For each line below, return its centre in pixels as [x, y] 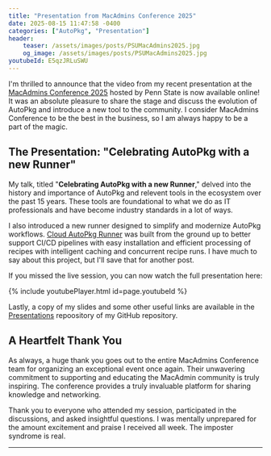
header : [21, 38]
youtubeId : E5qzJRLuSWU [48, 61]
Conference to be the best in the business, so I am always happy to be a [128, 118]
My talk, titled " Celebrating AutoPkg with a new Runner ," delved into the [130, 184]
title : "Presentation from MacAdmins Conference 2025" [102, 16]
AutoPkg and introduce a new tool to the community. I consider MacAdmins [134, 109]
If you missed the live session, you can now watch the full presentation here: [135, 275]
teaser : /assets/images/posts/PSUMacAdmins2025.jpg [111, 46]
